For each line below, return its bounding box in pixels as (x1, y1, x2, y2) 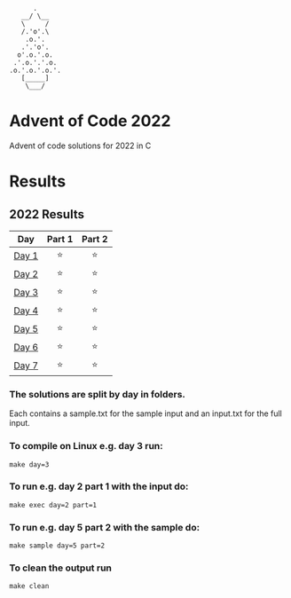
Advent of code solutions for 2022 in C (9, 140, 152, 151)
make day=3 (9, 460, 50, 469)
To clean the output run (9, 562, 113, 574)
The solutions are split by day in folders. (9, 388, 186, 400)
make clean (9, 582, 50, 591)
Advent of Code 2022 (9, 111, 171, 131)
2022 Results (9, 207, 84, 222)
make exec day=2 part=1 (9, 500, 98, 509)
